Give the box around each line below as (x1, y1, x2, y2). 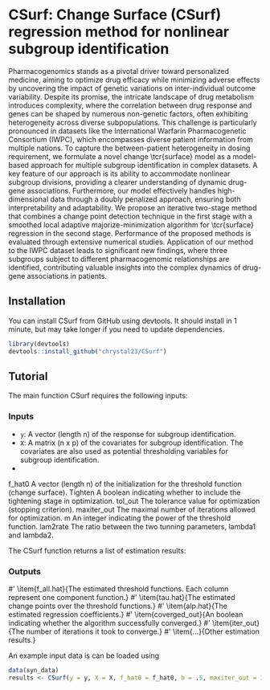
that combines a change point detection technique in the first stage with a (8, 211, 253, 221)
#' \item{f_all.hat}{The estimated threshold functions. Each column (8, 584, 229, 594)
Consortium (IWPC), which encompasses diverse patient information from (8, 134, 253, 144)
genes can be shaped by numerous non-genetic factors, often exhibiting (8, 108, 248, 118)
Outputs (8, 565, 42, 577)
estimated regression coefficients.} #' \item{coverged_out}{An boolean (8, 609, 243, 619)
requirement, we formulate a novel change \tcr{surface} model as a (8, 151, 231, 161)
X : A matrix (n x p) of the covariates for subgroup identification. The (19, 438, 243, 447)
